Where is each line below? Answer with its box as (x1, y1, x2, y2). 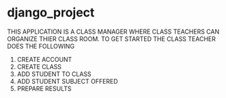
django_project (7, 5, 95, 21)
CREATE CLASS (16, 62, 62, 71)
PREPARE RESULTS (16, 84, 72, 93)
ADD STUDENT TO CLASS (16, 70, 92, 78)
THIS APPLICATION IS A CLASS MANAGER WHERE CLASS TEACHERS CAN (7, 27, 220, 36)
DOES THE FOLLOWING (7, 42, 75, 50)
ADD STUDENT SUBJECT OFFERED (16, 77, 118, 85)
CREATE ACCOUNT (16, 55, 72, 63)
